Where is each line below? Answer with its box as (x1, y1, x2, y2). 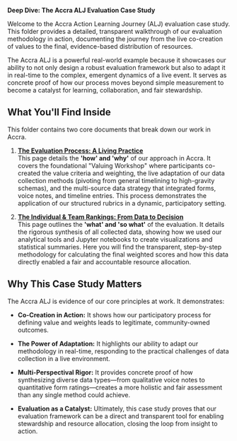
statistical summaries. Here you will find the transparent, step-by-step (17, 242, 222, 251)
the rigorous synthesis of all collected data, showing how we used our (17, 228, 222, 236)
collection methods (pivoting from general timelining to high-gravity (17, 176, 215, 184)
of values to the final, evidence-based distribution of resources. (7, 42, 193, 50)
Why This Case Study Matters (7, 278, 142, 290)
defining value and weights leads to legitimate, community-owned (17, 318, 210, 327)
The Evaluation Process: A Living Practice (17, 146, 144, 155)
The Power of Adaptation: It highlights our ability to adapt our (17, 339, 199, 348)
